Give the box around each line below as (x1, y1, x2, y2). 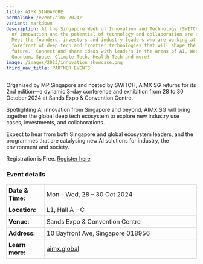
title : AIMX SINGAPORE (6, 8, 63, 15)
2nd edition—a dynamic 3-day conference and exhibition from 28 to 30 (6, 88, 184, 95)
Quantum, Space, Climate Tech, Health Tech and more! (11, 54, 150, 60)
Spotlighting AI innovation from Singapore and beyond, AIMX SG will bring (6, 106, 191, 114)
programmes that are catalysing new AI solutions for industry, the (6, 137, 169, 144)
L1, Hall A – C (46, 205, 85, 214)
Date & (8, 186, 28, 195)
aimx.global (46, 244, 80, 253)
